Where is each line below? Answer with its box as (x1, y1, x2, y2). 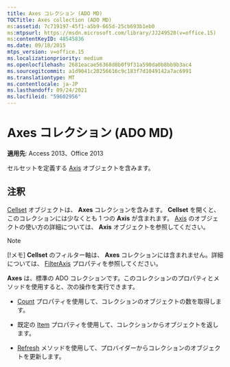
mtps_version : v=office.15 (7, 49, 84, 56)
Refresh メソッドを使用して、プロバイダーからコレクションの (16, 344, 191, 352)
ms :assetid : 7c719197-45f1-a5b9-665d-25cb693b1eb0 (7, 23, 155, 30)
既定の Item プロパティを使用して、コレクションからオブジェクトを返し (16, 320, 219, 328)
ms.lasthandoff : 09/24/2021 (7, 87, 88, 94)
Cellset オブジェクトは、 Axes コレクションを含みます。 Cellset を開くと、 (7, 205, 220, 213)
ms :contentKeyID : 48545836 (7, 36, 84, 43)
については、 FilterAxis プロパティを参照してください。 (7, 259, 163, 267)
